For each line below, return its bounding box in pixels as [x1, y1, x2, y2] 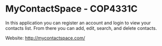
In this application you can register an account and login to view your [5, 20, 151, 26]
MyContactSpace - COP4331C [5, 3, 138, 15]
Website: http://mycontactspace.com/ [5, 35, 86, 41]
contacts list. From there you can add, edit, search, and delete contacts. [5, 25, 157, 31]
